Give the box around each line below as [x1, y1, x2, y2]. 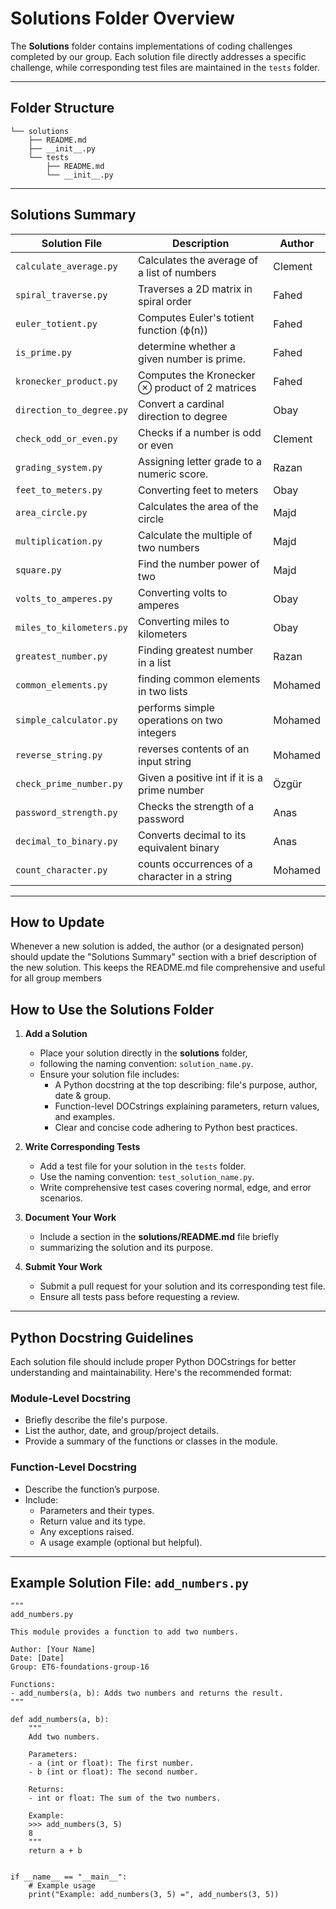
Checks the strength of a [138, 799, 255, 813]
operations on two [138, 713, 223, 727]
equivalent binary [138, 840, 220, 854]
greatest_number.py [15, 650, 108, 662]
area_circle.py [15, 507, 88, 518]
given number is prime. [138, 352, 246, 366]
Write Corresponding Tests [24, 1141, 141, 1153]
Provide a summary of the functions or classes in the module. [24, 1435, 278, 1447]
